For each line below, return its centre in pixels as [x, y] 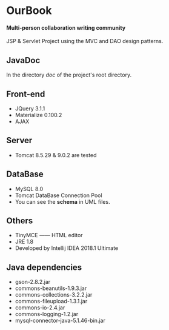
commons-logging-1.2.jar [47, 314]
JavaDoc [23, 60]
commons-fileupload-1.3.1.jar [51, 301]
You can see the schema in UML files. [62, 201]
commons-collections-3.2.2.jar [54, 295]
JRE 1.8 [24, 242]
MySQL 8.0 [29, 189]
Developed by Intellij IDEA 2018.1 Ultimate [67, 248]
